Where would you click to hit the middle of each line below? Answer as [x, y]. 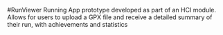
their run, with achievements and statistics [68, 24]
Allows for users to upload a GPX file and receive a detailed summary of [110, 17]
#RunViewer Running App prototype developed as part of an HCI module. [112, 10]
